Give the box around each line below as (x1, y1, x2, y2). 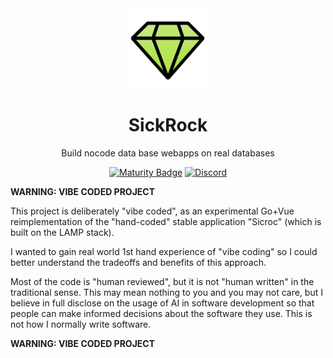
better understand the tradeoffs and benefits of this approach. (10, 256, 267, 268)
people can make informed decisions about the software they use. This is (10, 307, 313, 319)
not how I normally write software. (10, 318, 152, 330)
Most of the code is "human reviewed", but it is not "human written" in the (10, 275, 315, 287)
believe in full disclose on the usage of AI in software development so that (10, 297, 315, 309)
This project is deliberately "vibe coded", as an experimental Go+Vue (10, 205, 295, 217)
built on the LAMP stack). (10, 226, 115, 238)
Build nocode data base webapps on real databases (61, 147, 275, 159)
